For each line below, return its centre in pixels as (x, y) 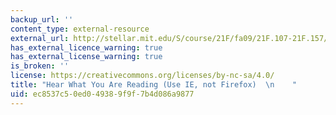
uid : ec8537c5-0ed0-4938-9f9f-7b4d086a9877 (102, 94)
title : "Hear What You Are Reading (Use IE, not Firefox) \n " (154, 85)
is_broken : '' (40, 66)
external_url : (40, 38)
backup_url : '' (42, 19)
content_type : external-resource (80, 29)
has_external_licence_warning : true (86, 47)
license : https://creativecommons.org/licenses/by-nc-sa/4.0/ (142, 76)
